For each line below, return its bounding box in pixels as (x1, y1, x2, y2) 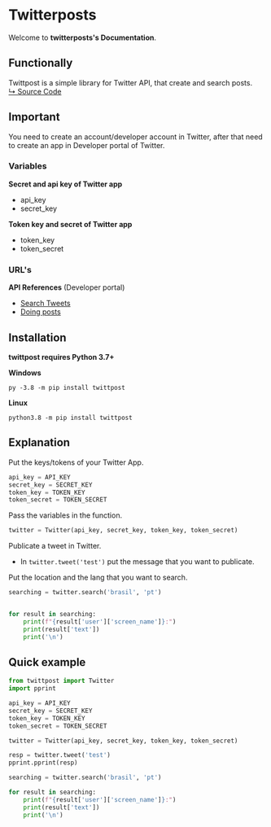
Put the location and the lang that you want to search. (8, 572, 188, 583)
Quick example (8, 655, 86, 669)
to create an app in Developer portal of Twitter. (8, 140, 165, 150)
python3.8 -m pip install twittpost (8, 413, 133, 422)
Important (8, 110, 60, 124)
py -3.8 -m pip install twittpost (8, 383, 126, 392)
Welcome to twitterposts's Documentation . (8, 33, 157, 42)
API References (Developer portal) (8, 282, 125, 292)
